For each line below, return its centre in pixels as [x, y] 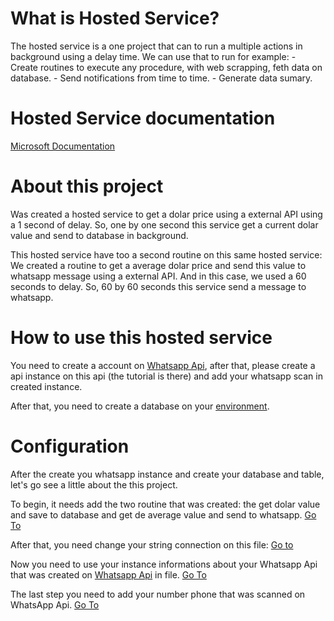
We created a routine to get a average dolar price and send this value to [158, 265]
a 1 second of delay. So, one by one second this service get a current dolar [164, 224]
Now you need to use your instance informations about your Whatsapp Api [164, 564]
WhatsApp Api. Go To [55, 604]
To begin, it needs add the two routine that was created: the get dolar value [165, 504]
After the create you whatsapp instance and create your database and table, [167, 474]
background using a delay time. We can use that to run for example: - [153, 56]
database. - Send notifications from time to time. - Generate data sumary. [161, 78]
